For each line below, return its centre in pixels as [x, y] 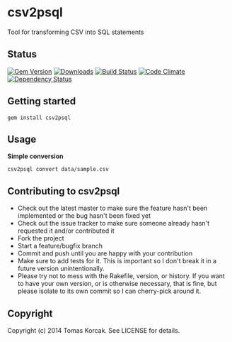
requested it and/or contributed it [66, 231]
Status [22, 54]
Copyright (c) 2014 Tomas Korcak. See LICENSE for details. [94, 330]
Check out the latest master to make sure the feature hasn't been [112, 208]
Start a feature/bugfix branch [60, 246]
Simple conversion [35, 156]
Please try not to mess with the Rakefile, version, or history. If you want [121, 276]
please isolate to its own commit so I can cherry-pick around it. [109, 291]
